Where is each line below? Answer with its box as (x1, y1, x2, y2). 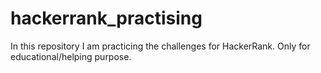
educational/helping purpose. (10, 50, 132, 62)
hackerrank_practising (10, 7, 203, 30)
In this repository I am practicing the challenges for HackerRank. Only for (10, 40, 311, 52)
